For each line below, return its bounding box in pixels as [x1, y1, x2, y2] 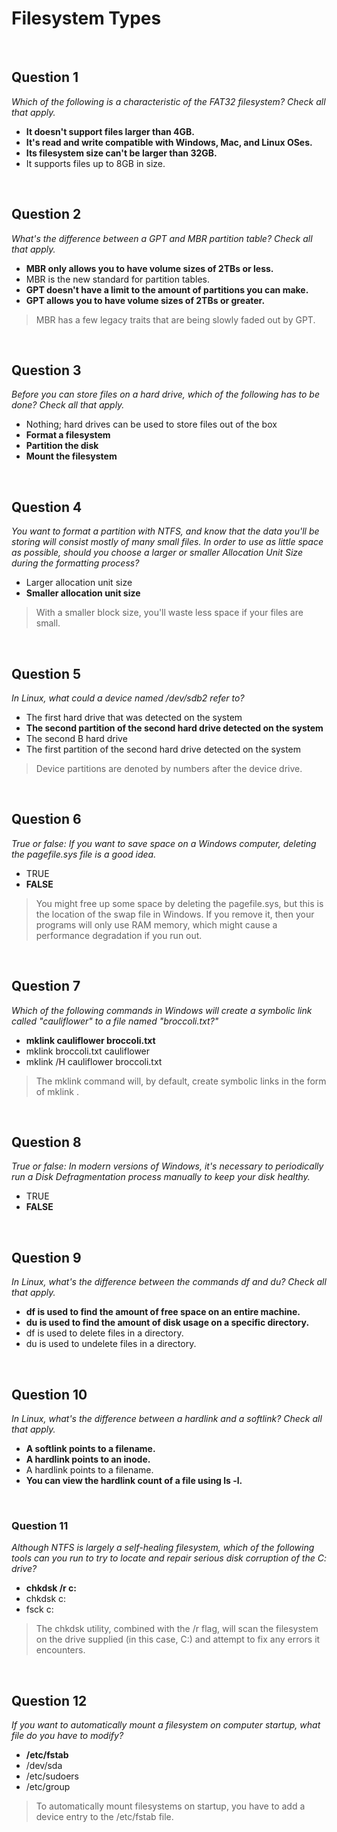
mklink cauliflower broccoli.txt [25, 1034, 156, 1046]
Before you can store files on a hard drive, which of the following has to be [11, 388, 320, 401]
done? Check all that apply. [11, 399, 125, 411]
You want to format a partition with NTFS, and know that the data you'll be [11, 525, 320, 537]
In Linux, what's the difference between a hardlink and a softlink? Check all [11, 1413, 323, 1425]
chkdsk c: [25, 1593, 67, 1605]
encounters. [35, 1644, 86, 1656]
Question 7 [11, 978, 81, 995]
